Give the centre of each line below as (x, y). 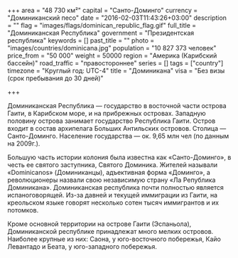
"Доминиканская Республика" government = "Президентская (101, 33)
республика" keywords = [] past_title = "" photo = (81, 41)
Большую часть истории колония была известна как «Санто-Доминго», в (119, 157)
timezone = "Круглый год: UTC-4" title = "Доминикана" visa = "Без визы (116, 71)
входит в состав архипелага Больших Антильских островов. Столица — (117, 128)
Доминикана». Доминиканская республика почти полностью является (115, 187)
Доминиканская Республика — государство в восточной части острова (117, 106)
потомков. (23, 210)
